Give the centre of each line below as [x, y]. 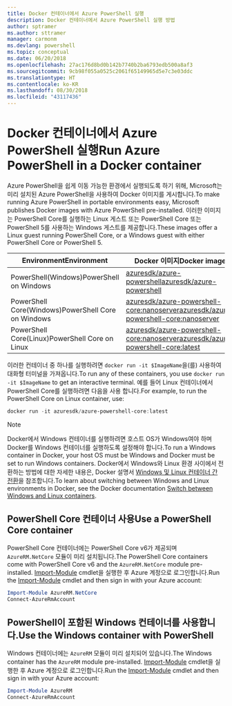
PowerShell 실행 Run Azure [84, 151]
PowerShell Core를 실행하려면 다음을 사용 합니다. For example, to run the [107, 391]
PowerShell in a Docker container [105, 166]
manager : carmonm [32, 39]
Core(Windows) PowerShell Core [63, 310]
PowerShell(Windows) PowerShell [65, 277]
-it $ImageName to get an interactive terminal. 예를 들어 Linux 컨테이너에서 [110, 382]
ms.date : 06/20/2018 [37, 59]
